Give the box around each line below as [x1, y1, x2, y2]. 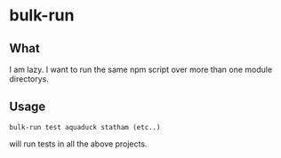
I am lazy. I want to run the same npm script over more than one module [9, 64, 273, 75]
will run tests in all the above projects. [9, 138, 148, 149]
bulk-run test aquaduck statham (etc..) [9, 122, 162, 131]
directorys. [9, 74, 49, 84]
